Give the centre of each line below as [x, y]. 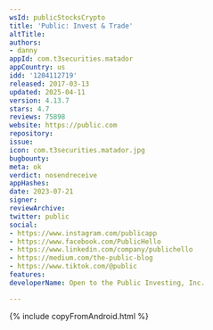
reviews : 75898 [37, 117]
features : [28, 275]
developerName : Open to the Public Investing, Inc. [107, 283]
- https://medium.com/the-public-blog [81, 258]
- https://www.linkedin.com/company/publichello [101, 250]
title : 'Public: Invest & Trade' [71, 26]
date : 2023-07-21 [41, 192]
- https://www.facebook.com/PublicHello [86, 242]
